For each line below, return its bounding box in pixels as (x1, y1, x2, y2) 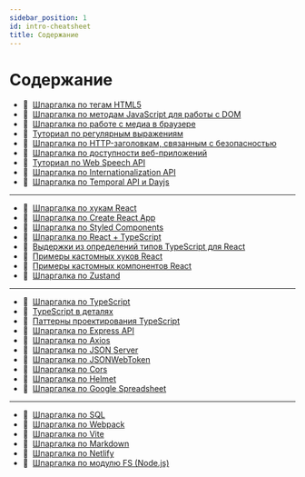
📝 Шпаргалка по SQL (22, 410, 106, 421)
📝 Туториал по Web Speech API (22, 157, 146, 168)
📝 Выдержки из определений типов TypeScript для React (22, 242, 246, 253)
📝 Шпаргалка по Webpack (22, 419, 125, 430)
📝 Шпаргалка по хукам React (22, 203, 138, 214)
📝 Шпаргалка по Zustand (22, 270, 121, 282)
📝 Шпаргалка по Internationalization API (22, 167, 176, 178)
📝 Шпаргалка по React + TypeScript (22, 232, 162, 243)
